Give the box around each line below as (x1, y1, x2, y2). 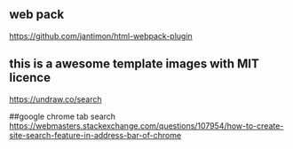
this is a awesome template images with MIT (9, 57, 260, 72)
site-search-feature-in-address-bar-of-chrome (9, 129, 182, 140)
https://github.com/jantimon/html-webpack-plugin (9, 30, 193, 41)
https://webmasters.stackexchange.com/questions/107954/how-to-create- (9, 120, 284, 131)
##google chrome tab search (9, 111, 116, 122)
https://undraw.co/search (9, 93, 102, 105)
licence (9, 70, 51, 85)
